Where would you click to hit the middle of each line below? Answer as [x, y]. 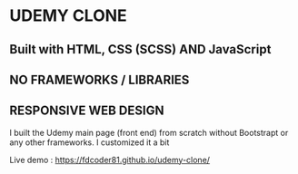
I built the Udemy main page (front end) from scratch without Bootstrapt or [149, 132]
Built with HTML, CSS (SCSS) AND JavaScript [140, 49]
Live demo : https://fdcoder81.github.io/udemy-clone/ [110, 159]
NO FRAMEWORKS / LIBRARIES [99, 79]
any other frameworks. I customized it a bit [89, 142]
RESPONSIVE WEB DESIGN [87, 111]
